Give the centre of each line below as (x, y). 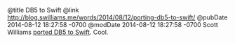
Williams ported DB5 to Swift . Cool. (58, 32)
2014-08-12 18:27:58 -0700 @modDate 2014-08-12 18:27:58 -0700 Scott (113, 25)
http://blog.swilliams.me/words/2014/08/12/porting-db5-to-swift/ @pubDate (117, 17)
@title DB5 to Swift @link (43, 10)
